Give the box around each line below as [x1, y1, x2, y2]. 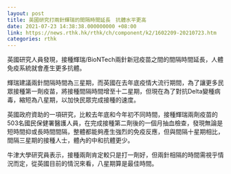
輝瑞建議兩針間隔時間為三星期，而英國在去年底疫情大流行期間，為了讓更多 [7, 78, 218, 87]
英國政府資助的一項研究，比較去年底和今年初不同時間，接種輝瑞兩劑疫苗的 [7, 111, 218, 119]
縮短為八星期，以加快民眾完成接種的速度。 [19, 96, 140, 104]
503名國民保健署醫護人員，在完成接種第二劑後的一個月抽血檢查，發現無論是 [7, 119, 223, 127]
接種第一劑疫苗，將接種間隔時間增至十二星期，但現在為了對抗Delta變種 [12, 87, 215, 96]
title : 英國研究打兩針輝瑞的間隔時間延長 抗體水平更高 [7, 17, 146, 23]
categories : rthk [7, 36, 57, 43]
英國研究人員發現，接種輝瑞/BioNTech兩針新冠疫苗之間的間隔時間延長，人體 [7, 56, 223, 64]
